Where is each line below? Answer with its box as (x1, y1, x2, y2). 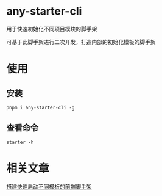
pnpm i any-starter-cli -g (6, 104, 75, 111)
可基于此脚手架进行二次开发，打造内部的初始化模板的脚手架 (6, 38, 156, 45)
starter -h (6, 139, 34, 145)
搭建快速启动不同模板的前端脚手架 (6, 183, 92, 190)
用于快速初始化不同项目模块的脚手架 (6, 25, 97, 32)
